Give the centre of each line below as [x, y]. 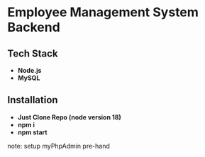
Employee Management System [103, 12]
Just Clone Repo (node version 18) [70, 117]
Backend [34, 27]
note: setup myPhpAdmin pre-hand [59, 146]
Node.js [29, 70]
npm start [32, 132]
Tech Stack [33, 53]
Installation [33, 100]
